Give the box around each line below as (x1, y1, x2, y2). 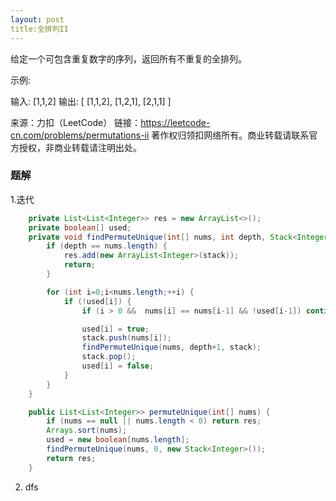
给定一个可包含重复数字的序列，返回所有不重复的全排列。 (10, 52, 247, 65)
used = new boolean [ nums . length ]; (46, 435, 190, 445)
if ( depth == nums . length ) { (46, 241, 168, 251)
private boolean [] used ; (28, 222, 132, 233)
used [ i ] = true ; (81, 324, 150, 334)
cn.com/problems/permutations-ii (10, 129, 150, 141)
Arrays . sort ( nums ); (46, 426, 128, 436)
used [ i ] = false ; (81, 361, 155, 371)
